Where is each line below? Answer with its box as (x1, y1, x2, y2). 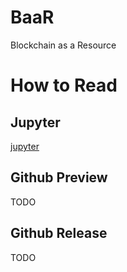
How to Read (10, 74, 118, 97)
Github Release (10, 225, 108, 242)
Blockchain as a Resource (10, 39, 117, 51)
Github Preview (10, 169, 108, 186)
